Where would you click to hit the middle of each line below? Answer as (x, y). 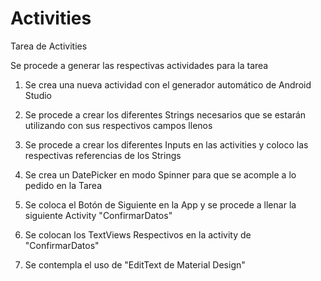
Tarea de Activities (49, 46)
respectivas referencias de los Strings (103, 155)
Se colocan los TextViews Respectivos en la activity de (138, 234)
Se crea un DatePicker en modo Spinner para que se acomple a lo (160, 174)
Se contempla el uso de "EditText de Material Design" (135, 264)
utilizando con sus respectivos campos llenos (118, 125)
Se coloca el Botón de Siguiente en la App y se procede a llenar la (160, 204)
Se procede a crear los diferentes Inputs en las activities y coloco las (166, 144)
